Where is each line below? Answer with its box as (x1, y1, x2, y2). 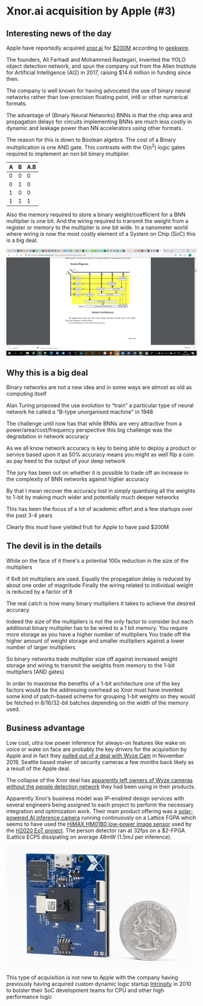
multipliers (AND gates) (6, 668, 65, 675)
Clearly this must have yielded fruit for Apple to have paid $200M (6, 523, 169, 530)
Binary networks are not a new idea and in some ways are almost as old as (6, 383, 192, 391)
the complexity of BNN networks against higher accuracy (6, 475, 149, 482)
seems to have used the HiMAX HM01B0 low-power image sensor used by (6, 820, 192, 828)
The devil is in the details (6, 541, 102, 551)
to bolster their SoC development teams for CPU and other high (6, 987, 164, 994)
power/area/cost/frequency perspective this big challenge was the (6, 426, 172, 433)
